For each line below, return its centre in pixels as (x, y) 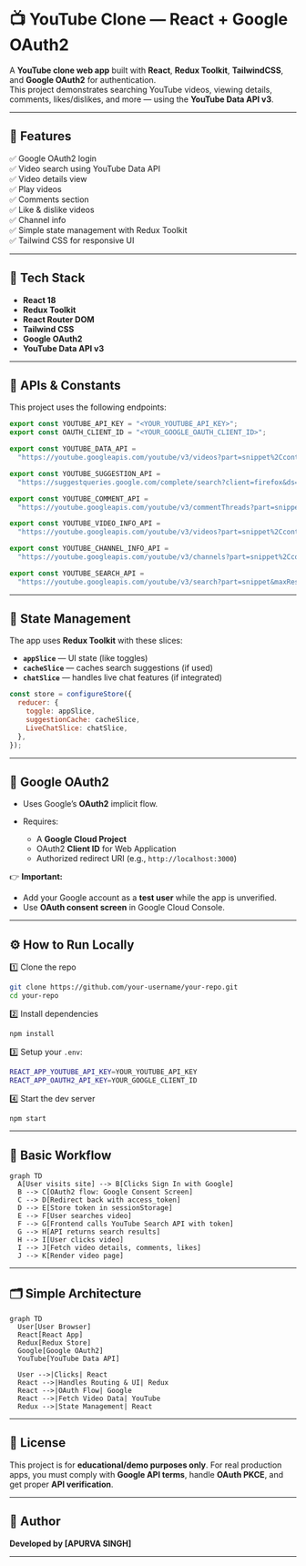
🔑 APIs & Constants (65, 385)
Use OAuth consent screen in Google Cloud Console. (123, 908)
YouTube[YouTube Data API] (69, 1359)
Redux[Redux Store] (55, 1343)
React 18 (39, 300)
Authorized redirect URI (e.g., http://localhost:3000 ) (136, 859)
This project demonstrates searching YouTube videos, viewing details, (141, 89)
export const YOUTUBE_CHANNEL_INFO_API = (89, 549)
